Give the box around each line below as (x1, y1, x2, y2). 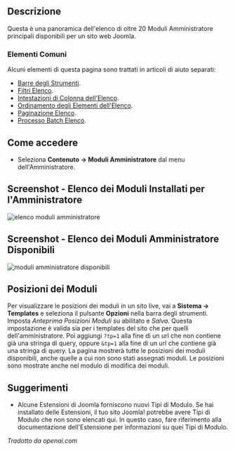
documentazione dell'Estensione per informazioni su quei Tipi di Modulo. (17, 423, 229, 432)
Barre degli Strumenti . (17, 79, 81, 87)
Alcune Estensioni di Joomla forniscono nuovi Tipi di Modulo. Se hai (17, 401, 214, 409)
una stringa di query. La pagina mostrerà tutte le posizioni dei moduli (7, 347, 206, 355)
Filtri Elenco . (17, 86, 54, 95)
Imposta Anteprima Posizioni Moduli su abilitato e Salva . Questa (7, 316, 193, 325)
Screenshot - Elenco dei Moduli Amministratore (7, 233, 220, 245)
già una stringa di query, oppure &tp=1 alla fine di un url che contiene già (7, 339, 217, 347)
